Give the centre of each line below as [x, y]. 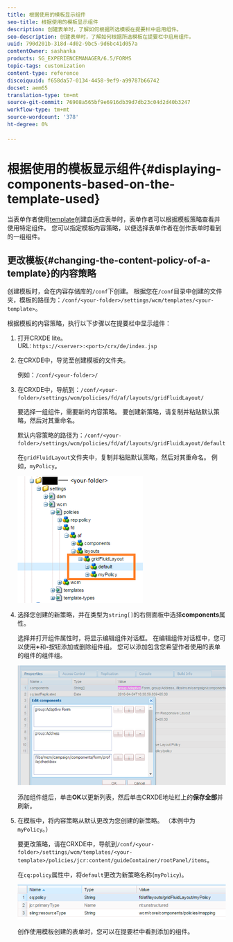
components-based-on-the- [91, 184]
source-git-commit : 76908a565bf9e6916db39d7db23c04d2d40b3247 [99, 103]
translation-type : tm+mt [43, 95]
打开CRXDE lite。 [42, 338]
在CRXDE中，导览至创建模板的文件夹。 [73, 360]
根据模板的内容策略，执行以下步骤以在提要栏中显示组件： [89, 323]
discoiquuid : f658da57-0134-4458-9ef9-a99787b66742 [83, 80]
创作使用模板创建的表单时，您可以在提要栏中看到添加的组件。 [105, 932]
